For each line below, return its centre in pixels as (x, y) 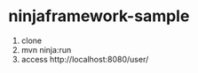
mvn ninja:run (46, 49)
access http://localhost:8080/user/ (85, 59)
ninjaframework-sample (99, 16)
